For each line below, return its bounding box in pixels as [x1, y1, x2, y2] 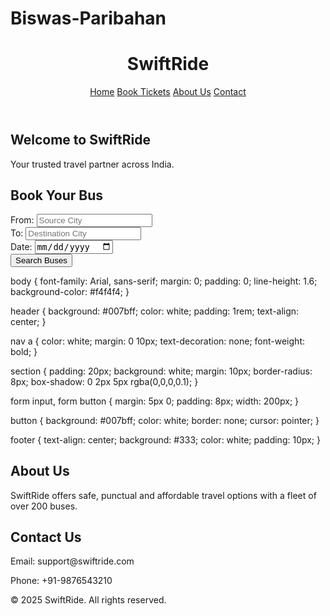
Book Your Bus [10, 187, 104, 204]
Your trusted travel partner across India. [10, 158, 175, 170]
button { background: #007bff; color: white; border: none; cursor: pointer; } [10, 414, 320, 426]
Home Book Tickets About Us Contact [89, 86, 247, 98]
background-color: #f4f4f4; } [10, 285, 130, 297]
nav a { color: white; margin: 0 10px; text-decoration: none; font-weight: [10, 335, 305, 347]
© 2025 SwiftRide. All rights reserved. [10, 594, 167, 606]
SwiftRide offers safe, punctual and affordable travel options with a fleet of [10, 489, 317, 501]
